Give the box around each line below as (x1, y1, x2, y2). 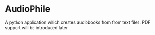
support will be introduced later (5, 24, 68, 30)
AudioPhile (5, 3, 51, 15)
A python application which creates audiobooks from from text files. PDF (5, 19, 151, 25)
